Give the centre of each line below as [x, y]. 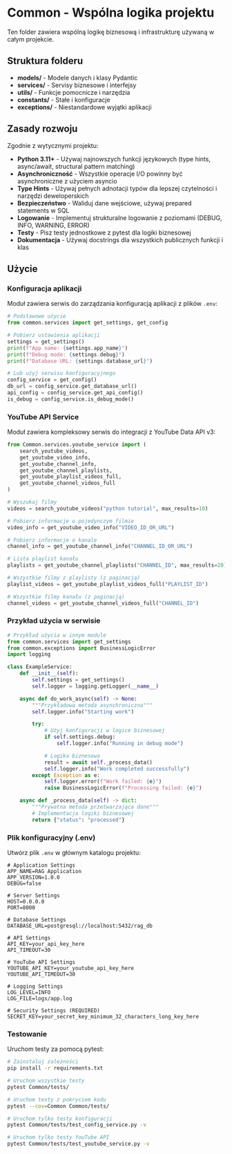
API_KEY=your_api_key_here [46, 944]
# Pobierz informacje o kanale [52, 540]
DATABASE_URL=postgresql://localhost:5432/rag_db [80, 926]
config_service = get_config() [52, 380]
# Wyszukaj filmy [32, 502]
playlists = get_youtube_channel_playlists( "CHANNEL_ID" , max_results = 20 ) [117, 565]
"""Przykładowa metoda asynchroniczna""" [93, 705]
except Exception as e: [66, 775]
